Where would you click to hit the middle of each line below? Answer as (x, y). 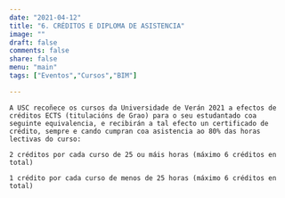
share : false (33, 59)
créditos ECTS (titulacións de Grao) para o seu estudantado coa (133, 115)
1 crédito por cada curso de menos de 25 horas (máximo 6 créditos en (143, 178)
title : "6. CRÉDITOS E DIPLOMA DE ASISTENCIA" (97, 26)
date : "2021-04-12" (45, 17)
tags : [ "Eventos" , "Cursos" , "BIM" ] (73, 76)
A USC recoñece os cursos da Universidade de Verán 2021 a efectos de (143, 108)
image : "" (28, 34)
